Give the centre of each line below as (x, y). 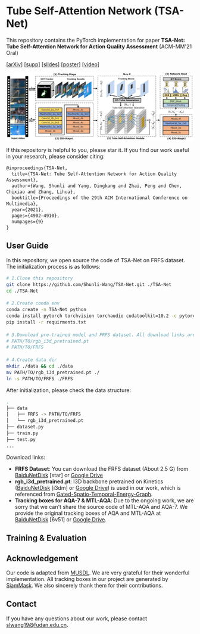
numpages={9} (28, 222)
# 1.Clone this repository (40, 278)
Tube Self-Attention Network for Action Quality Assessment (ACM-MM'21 (99, 46)
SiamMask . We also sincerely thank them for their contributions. (85, 585)
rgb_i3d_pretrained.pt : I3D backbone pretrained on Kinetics (89, 481)
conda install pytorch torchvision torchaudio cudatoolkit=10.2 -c (92, 316)
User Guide (27, 246)
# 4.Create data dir (32, 360)
